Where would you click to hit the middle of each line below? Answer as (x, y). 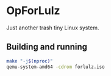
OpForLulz (33, 11)
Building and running (47, 47)
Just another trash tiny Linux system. (53, 28)
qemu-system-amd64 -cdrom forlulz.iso (56, 67)
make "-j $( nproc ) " (30, 61)
